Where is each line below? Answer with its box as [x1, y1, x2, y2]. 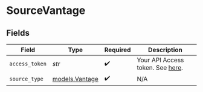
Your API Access [137, 56, 184, 64]
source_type [9, 75, 44, 82]
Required [104, 46, 131, 54]
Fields [6, 28, 30, 38]
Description [147, 46, 183, 54]
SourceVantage [6, 4, 86, 18]
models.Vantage [52, 74, 98, 83]
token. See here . [137, 64, 183, 71]
